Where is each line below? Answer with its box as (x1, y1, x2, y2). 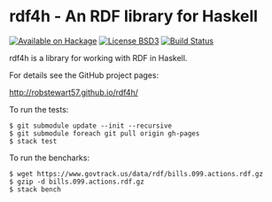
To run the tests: (9, 104, 69, 114)
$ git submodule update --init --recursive (9, 121, 173, 130)
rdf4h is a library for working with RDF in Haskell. (9, 52, 188, 63)
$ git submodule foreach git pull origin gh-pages (9, 128, 200, 138)
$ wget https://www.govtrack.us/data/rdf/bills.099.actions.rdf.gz (9, 169, 264, 178)
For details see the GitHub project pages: (9, 69, 159, 81)
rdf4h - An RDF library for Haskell (9, 6, 259, 27)
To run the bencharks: (9, 152, 90, 163)
